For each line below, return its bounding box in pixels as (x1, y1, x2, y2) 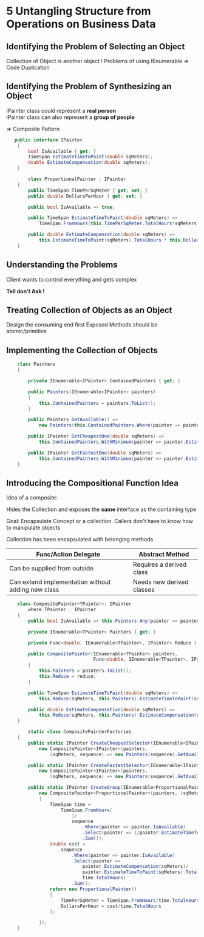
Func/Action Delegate (36, 550, 101, 559)
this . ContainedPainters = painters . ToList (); (38, 400, 156, 406)
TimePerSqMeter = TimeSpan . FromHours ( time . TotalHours (60, 897, 200, 904)
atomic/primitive (6, 328, 47, 335)
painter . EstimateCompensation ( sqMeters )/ (82, 864, 189, 870)
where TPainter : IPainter (28, 607, 97, 613)
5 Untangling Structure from (6, 4, 151, 18)
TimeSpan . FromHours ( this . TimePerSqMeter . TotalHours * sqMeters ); (38, 220, 202, 227)
